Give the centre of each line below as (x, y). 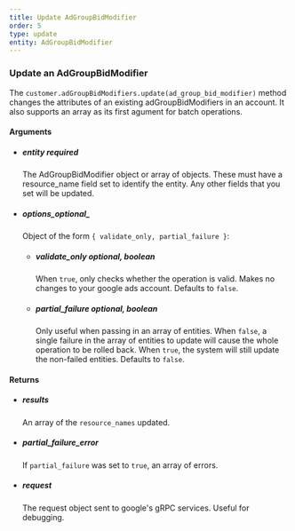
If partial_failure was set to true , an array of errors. (120, 465)
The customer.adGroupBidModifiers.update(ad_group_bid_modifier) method (148, 92)
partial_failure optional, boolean (96, 308)
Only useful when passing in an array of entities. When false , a (151, 331)
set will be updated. (58, 194)
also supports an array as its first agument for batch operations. (126, 111)
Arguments (31, 132)
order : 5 (25, 26)
